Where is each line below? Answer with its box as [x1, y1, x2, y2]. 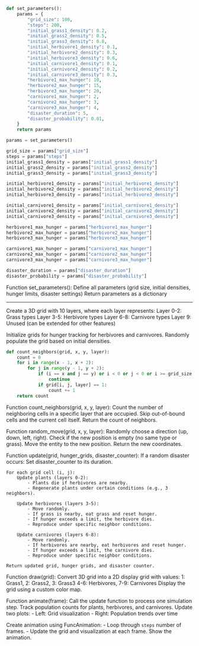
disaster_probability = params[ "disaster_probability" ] [6, 273, 147, 279]
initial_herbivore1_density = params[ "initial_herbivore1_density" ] [6, 181, 179, 187]
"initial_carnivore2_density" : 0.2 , [27, 66, 118, 72]
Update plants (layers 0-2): [17, 474, 89, 481]
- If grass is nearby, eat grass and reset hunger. [27, 511, 158, 517]
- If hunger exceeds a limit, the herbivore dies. [27, 516, 155, 522]
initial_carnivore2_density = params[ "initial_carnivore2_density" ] [6, 208, 179, 214]
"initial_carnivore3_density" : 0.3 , [27, 72, 118, 78]
